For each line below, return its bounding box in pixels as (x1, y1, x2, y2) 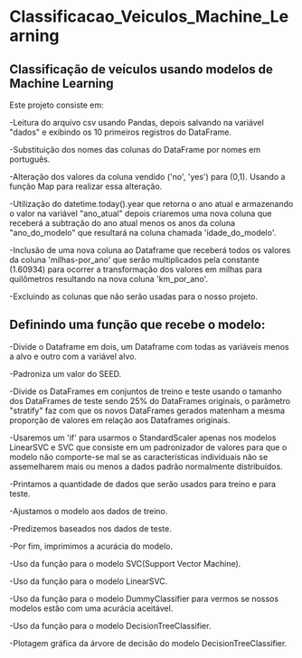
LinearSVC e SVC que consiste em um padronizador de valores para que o (9, 441, 288, 453)
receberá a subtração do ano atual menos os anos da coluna (9, 218, 236, 228)
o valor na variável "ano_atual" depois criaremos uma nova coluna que (9, 208, 272, 219)
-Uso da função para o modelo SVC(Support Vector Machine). (9, 558, 241, 569)
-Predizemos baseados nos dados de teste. (9, 522, 172, 534)
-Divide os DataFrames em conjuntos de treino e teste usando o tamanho (9, 386, 282, 397)
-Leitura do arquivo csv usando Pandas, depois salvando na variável (9, 117, 264, 127)
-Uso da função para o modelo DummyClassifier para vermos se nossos (9, 593, 278, 604)
